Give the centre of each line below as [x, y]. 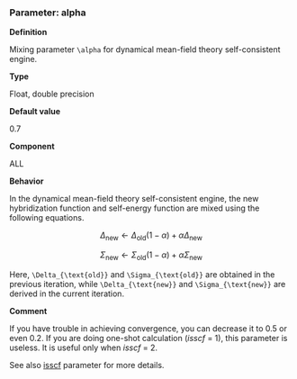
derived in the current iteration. [67, 293]
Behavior [27, 181]
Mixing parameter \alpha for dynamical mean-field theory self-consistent [145, 50]
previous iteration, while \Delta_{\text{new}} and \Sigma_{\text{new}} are [148, 284]
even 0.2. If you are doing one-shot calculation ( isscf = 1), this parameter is [148, 338]
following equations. [47, 218]
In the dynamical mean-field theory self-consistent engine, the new [134, 199]
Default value [35, 112]
